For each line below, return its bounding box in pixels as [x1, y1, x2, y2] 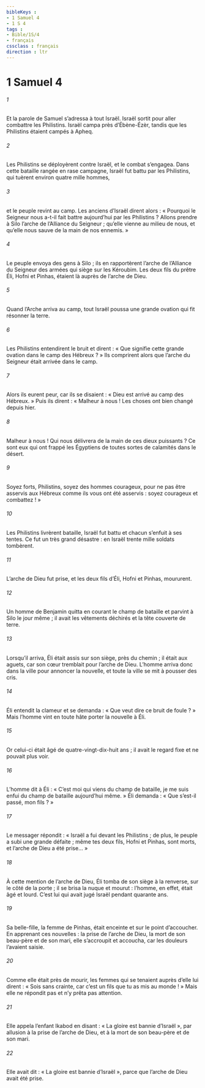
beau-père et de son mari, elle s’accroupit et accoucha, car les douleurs [6, 937, 188, 944]
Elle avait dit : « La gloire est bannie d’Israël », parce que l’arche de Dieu [6, 1068, 188, 1076]
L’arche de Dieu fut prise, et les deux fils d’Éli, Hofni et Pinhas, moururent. [6, 575, 192, 583]
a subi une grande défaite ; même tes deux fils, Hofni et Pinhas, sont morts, [6, 838, 196, 845]
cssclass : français [6, 43, 59, 50]
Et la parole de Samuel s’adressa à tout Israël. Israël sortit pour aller [6, 115, 176, 123]
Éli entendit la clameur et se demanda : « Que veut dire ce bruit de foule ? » [6, 706, 196, 714]
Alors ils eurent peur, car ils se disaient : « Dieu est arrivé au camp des [6, 391, 184, 398]
